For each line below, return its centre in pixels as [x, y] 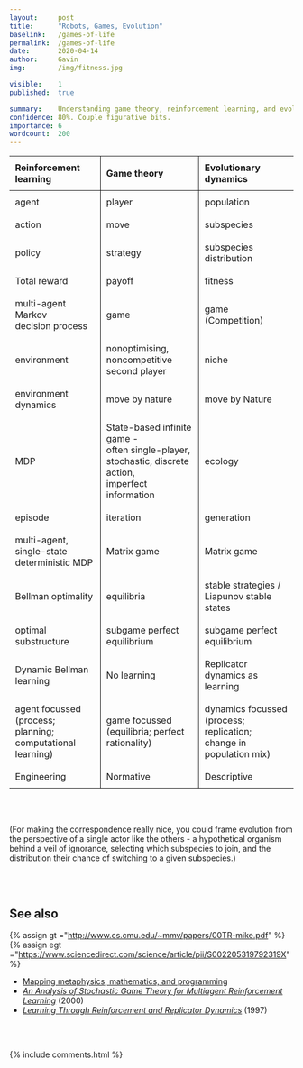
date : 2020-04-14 [54, 51]
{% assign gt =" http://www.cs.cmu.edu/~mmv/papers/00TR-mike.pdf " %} [147, 935]
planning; [34, 732]
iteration [124, 517]
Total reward [41, 281]
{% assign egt [35, 945]
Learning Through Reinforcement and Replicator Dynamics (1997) [145, 1009]
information [130, 495]
